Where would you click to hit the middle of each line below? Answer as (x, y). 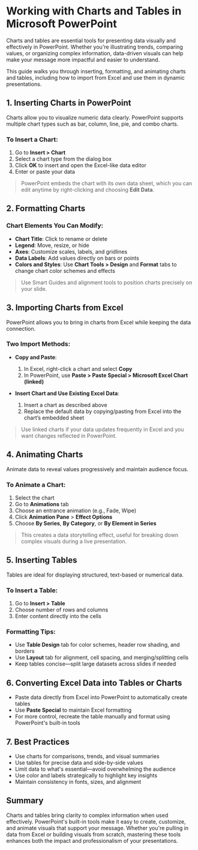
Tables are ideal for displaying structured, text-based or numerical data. (95, 575)
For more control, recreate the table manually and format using (92, 717)
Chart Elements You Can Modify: (55, 225)
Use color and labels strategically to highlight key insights (86, 775)
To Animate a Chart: (36, 485)
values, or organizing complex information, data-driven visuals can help (95, 53)
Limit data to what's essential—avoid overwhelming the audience (95, 769)
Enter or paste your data (45, 172)
